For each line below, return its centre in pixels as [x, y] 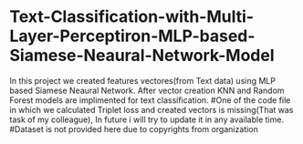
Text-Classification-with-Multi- [131, 17]
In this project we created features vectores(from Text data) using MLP [143, 80]
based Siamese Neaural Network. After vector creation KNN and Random [147, 90]
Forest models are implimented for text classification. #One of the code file [150, 100]
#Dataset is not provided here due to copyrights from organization [134, 129]
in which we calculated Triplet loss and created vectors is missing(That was [151, 109]
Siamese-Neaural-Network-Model [142, 56]
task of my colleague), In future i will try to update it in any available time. [147, 119]
